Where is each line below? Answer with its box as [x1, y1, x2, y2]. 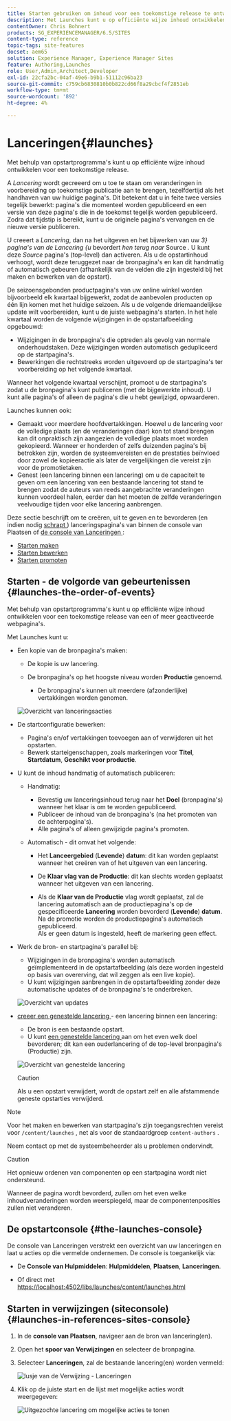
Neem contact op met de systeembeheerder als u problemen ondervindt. [7, 1142, 214, 1150]
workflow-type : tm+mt [7, 87, 69, 94]
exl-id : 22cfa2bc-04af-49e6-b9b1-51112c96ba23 [7, 74, 143, 81]
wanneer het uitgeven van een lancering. [37, 879, 154, 888]
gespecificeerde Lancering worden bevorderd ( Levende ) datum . [37, 907, 223, 915]
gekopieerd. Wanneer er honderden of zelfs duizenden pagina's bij [16, 441, 207, 449]
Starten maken [16, 541, 59, 549]
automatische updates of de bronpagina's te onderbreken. [27, 985, 193, 993]
